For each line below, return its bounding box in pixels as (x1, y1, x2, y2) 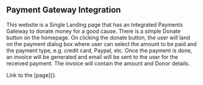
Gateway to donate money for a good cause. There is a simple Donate (6, 27, 181, 35)
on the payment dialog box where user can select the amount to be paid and (6, 40, 197, 47)
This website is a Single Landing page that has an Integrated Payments (6, 21, 183, 28)
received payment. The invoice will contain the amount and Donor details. (6, 59, 190, 67)
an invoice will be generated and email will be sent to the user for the (6, 53, 179, 60)
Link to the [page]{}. (6, 71, 57, 78)
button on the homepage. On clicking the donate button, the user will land (6, 33, 190, 41)
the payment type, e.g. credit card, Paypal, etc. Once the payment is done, (6, 47, 193, 54)
